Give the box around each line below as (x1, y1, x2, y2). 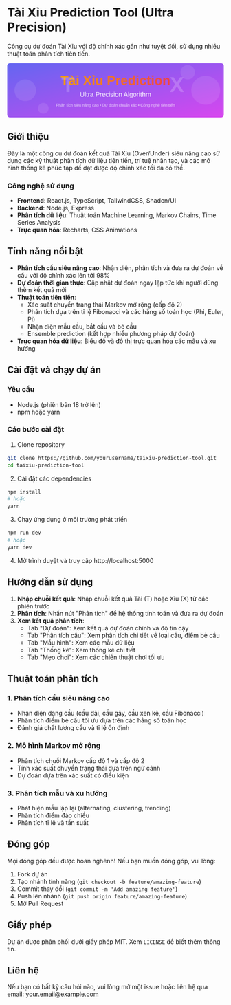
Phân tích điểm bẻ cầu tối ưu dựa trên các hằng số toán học (16, 716, 187, 725)
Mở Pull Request (16, 899, 64, 907)
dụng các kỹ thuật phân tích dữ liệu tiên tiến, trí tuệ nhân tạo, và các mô (7, 156, 211, 164)
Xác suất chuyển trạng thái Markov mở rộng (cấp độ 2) (27, 300, 183, 309)
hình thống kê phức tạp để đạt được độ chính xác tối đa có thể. (7, 164, 186, 172)
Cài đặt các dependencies (16, 474, 91, 483)
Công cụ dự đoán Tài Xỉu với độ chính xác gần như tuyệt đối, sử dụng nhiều (7, 42, 221, 50)
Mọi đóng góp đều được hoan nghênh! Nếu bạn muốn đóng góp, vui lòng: (7, 857, 216, 865)
